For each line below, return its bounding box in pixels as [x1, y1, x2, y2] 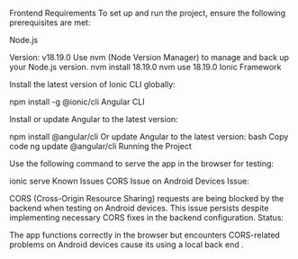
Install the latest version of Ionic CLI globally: [9, 79, 176, 89]
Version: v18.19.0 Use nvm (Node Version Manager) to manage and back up [9, 52, 290, 62]
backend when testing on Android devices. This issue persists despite [9, 202, 269, 213]
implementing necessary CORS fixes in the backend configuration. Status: [9, 212, 284, 223]
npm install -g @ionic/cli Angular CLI [9, 96, 146, 107]
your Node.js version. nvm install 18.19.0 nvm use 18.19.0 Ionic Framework [9, 62, 282, 72]
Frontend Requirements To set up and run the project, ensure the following [9, 8, 286, 18]
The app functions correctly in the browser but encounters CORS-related [9, 229, 281, 240]
